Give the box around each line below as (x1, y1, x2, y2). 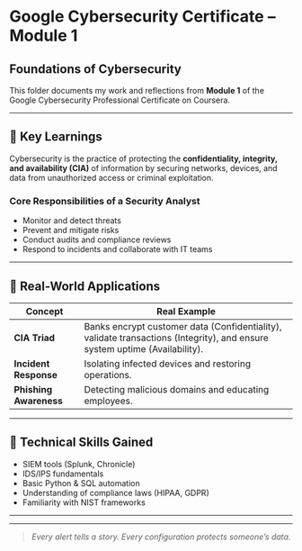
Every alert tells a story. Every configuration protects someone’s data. (31, 531, 291, 542)
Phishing (13, 383, 52, 395)
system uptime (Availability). (84, 342, 204, 355)
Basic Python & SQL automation (22, 477, 141, 488)
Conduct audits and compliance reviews (22, 234, 172, 245)
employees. (84, 394, 133, 407)
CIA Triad (13, 331, 56, 344)
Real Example (156, 304, 216, 317)
